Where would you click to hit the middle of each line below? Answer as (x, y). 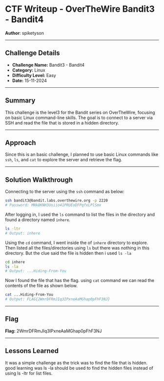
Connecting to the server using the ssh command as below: (65, 192)
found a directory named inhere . (38, 220)
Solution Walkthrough (39, 180)
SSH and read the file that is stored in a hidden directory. (62, 123)
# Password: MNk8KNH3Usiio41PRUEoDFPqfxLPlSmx (53, 205)
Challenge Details (32, 53)
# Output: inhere (23, 233)
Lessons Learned (32, 351)
